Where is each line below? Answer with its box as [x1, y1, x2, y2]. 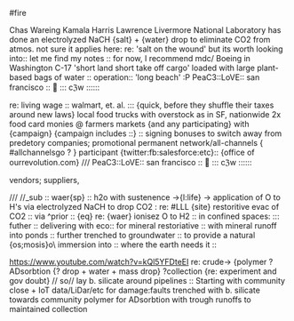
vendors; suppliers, [9, 175, 80, 185]
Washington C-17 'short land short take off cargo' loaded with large [9, 62, 256, 73]
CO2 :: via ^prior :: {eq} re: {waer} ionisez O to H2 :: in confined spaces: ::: [9, 211, 280, 221]
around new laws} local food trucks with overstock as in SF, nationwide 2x [9, 109, 282, 119]
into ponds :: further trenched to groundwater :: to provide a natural [9, 230, 256, 240]
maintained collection [9, 304, 88, 314]
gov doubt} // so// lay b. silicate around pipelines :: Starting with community [9, 276, 286, 285]
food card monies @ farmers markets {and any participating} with [9, 119, 250, 129]
